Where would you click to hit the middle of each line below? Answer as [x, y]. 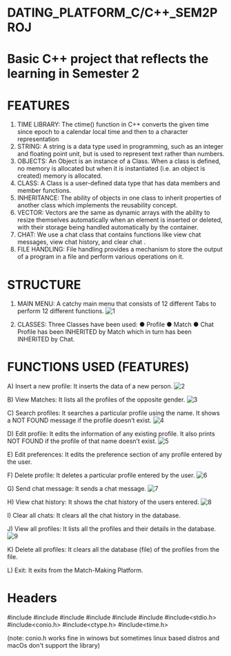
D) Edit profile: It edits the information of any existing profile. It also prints [111, 434]
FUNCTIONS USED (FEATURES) [98, 367]
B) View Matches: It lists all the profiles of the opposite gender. [96, 400]
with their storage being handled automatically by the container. [108, 227]
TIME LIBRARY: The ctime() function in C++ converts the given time [113, 124]
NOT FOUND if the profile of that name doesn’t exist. [82, 441]
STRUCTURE [44, 284]
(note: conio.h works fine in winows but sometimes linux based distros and [113, 638]
